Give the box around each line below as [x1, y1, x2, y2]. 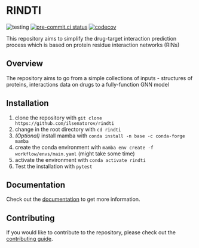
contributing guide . [6, 235, 53, 243]
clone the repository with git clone [14, 114, 103, 121]
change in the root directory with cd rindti [14, 125, 121, 133]
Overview [6, 59, 44, 69]
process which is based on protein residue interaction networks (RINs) [6, 41, 180, 48]
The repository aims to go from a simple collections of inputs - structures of [6, 74, 193, 81]
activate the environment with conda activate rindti [14, 156, 146, 163]
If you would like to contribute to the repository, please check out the [6, 229, 176, 236]
